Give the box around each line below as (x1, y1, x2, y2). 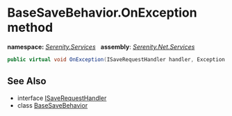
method (7, 19, 53, 35)
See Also (7, 75, 47, 88)
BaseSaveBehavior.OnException (7, 5, 197, 21)
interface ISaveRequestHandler (17, 94, 107, 102)
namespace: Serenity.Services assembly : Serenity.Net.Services (7, 42, 195, 51)
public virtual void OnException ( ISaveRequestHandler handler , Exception (7, 56, 226, 63)
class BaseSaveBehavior (17, 101, 88, 109)
